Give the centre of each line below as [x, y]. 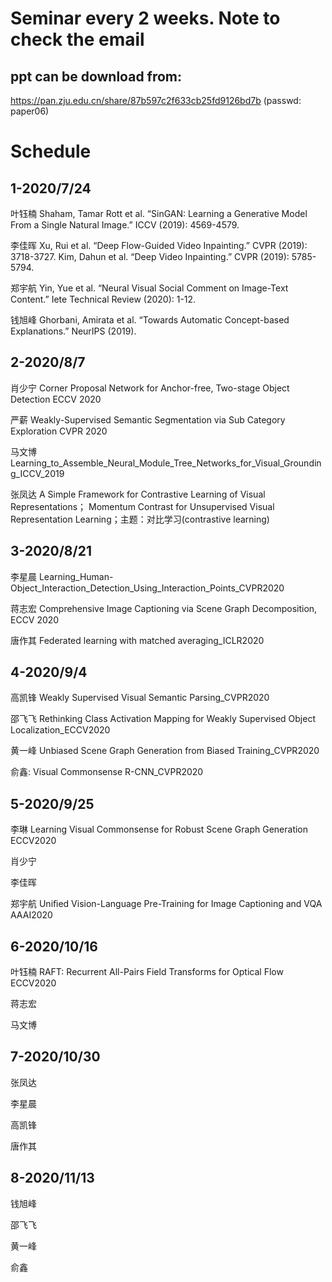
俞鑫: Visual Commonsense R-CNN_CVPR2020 [107, 772]
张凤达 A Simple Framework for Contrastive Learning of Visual [138, 494]
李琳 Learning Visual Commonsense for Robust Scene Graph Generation [159, 829]
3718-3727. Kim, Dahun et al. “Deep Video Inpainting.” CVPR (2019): [150, 256]
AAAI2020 [31, 915]
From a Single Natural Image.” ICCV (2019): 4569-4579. [125, 225]
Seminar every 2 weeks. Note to [145, 18]
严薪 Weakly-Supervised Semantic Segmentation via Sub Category [148, 419]
